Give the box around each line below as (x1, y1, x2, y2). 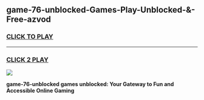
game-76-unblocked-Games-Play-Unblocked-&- (6, 5, 195, 15)
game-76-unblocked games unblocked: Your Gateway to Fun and (6, 80, 174, 87)
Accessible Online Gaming (6, 87, 75, 94)
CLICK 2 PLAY (6, 55, 49, 64)
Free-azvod (6, 15, 52, 25)
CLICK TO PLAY (6, 33, 53, 41)
